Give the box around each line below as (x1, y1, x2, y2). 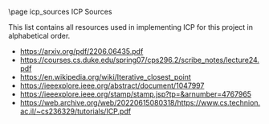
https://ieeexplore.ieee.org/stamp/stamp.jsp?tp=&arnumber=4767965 (19, 89, 251, 99)
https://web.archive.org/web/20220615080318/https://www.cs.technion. (19, 98, 261, 107)
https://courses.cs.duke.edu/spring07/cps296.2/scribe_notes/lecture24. (19, 56, 259, 64)
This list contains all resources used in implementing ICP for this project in (8, 23, 253, 31)
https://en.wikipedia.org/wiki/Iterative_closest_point (19, 72, 191, 81)
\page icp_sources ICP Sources (8, 7, 112, 16)
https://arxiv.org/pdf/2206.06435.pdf (19, 47, 144, 56)
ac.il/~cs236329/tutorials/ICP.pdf (19, 106, 131, 116)
